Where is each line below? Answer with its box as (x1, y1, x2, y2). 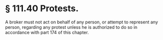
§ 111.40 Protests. (5, 3, 79, 14)
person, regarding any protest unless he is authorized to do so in (5, 24, 138, 30)
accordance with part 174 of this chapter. (5, 29, 89, 35)
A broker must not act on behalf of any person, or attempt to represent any (5, 19, 158, 25)
